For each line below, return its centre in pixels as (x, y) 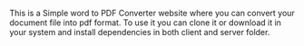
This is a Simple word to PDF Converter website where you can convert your (152, 13)
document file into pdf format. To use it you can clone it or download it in (145, 23)
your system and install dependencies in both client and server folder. (140, 32)
